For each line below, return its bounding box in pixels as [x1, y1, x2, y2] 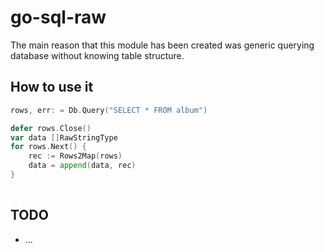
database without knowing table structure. [10, 49, 185, 61]
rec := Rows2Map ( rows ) [28, 151, 123, 161]
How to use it [10, 79, 94, 96]
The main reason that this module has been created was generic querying [10, 39, 315, 51]
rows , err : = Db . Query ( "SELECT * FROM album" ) [10, 105, 208, 115]
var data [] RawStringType [10, 132, 118, 143]
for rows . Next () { [10, 142, 87, 152]
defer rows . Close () [10, 123, 92, 133]
